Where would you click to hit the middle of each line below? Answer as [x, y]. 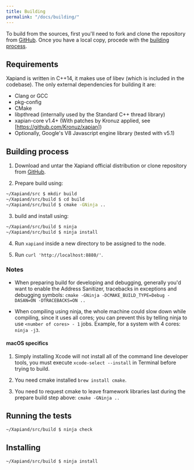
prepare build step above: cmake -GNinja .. [67, 398]
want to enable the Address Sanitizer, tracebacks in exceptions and [96, 288]
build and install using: [41, 216]
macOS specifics [27, 343]
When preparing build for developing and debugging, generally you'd [98, 282]
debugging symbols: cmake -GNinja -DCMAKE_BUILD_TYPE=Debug [90, 295]
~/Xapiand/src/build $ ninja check [49, 429]
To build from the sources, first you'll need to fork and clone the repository [96, 33]
